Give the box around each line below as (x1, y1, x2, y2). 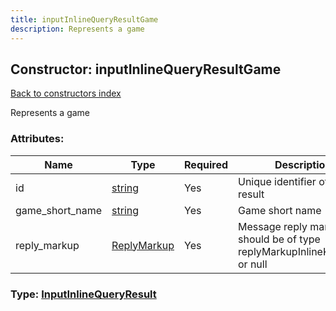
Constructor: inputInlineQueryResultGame (10, 61, 282, 78)
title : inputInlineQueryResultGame (10, 14, 159, 25)
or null (238, 257, 268, 271)
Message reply (238, 219, 308, 233)
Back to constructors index (10, 87, 122, 100)
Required (184, 157, 228, 171)
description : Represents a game (10, 24, 145, 34)
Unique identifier (238, 174, 317, 188)
